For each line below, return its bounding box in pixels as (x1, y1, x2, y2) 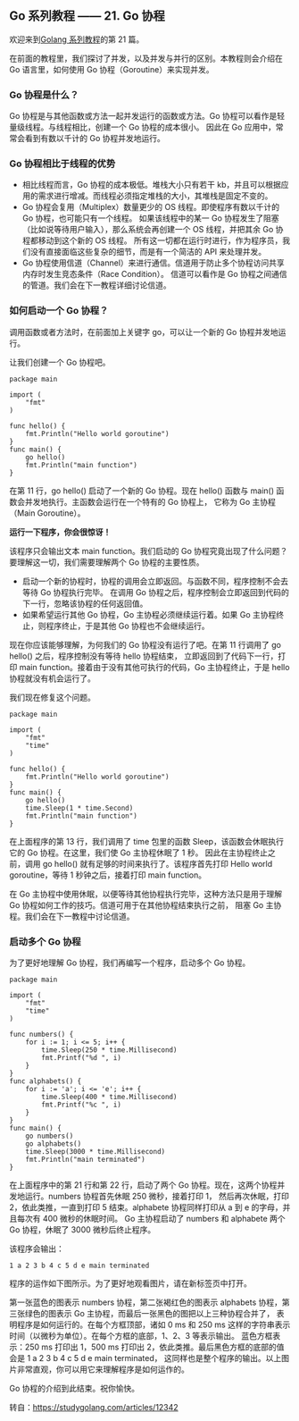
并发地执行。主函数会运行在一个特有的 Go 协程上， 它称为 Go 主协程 (24, 496, 277, 507)
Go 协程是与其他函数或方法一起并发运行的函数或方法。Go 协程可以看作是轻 (9, 111, 286, 122)
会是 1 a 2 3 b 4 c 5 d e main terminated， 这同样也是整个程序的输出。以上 (9, 1353, 282, 1363)
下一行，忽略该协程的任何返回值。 (21, 598, 148, 609)
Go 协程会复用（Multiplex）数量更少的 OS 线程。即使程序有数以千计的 (21, 202, 280, 213)
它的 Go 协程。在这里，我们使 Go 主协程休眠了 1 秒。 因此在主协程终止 (9, 847, 268, 858)
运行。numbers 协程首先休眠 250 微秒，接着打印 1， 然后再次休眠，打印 (24, 1191, 290, 1201)
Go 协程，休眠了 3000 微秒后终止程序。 (9, 1224, 156, 1235)
